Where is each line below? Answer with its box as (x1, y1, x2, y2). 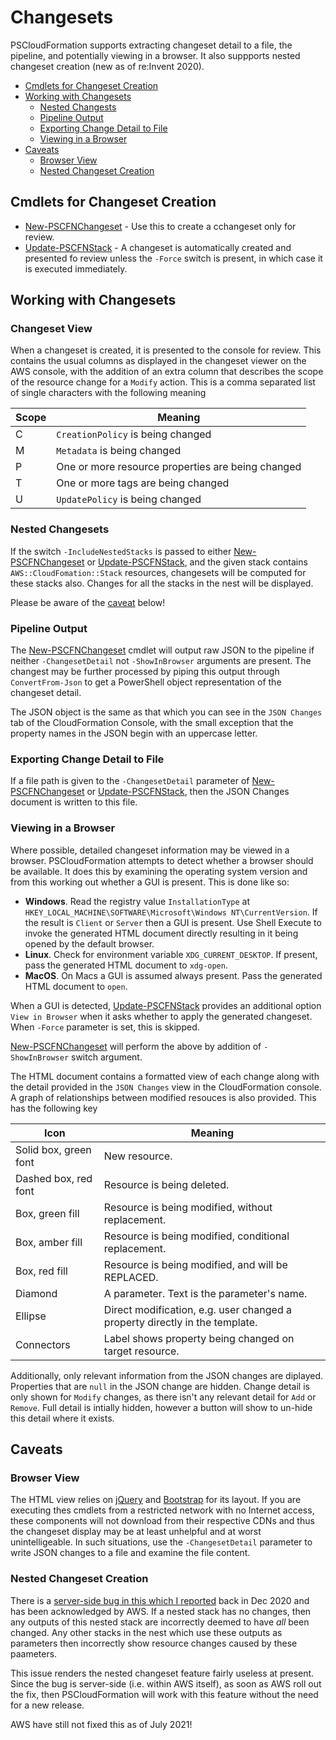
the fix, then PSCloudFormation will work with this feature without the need (10, 1688, 319, 1700)
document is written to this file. (10, 796, 138, 808)
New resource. (103, 1149, 173, 1163)
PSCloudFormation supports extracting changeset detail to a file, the (10, 39, 293, 51)
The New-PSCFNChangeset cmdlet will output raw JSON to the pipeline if (10, 644, 315, 656)
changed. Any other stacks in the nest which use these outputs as (10, 1626, 283, 1638)
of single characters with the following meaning (10, 387, 207, 399)
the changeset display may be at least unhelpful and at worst (10, 1526, 262, 1538)
